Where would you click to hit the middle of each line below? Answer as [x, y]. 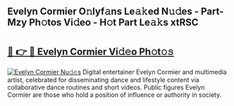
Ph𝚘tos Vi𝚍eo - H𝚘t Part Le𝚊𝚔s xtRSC [114, 23]
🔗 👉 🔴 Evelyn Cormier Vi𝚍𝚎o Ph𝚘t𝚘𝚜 [91, 52]
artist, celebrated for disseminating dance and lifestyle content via [103, 80]
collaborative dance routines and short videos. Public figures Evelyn [106, 87]
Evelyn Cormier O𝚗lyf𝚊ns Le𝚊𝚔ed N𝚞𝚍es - [103, 12]
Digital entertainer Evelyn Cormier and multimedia [154, 72]
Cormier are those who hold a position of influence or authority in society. [115, 95]
